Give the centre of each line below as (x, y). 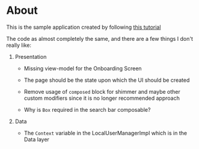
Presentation (31, 56)
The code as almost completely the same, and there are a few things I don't (100, 38)
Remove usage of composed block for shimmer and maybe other (102, 91)
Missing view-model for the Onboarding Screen (83, 68)
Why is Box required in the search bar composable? (87, 109)
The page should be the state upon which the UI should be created (107, 80)
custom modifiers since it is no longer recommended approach (102, 98)
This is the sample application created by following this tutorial (84, 27)
